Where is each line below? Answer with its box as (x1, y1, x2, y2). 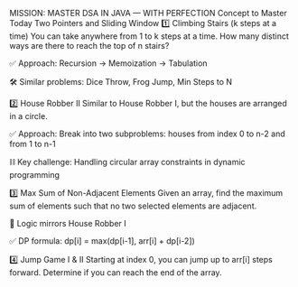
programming (9, 170, 61, 180)
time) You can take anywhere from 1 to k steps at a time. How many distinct (9, 31, 289, 42)
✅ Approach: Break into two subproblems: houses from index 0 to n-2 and (9, 128, 286, 139)
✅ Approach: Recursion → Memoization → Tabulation (9, 58, 208, 69)
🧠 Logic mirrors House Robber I (9, 218, 126, 228)
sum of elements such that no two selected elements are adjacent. (9, 200, 257, 211)
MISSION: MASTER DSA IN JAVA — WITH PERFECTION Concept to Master (9, 8, 287, 18)
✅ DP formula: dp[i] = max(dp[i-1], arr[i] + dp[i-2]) (9, 236, 196, 246)
